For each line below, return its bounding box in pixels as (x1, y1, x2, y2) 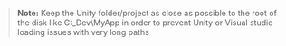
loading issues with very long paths (16, 27, 150, 37)
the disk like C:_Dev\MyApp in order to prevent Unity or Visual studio (16, 17, 273, 28)
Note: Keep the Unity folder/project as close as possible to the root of (16, 8, 278, 18)
